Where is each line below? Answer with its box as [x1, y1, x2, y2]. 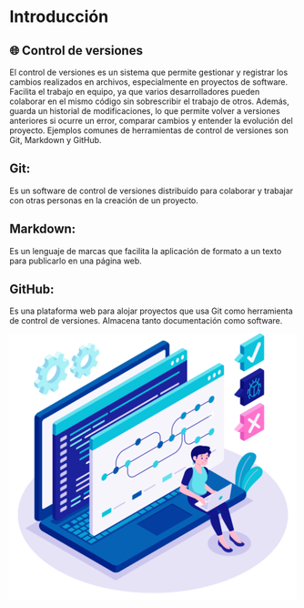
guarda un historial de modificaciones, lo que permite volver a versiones [9, 106, 280, 116]
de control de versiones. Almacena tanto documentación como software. [9, 315, 283, 326]
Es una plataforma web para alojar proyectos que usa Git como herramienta [9, 305, 293, 316]
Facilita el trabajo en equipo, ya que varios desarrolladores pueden [9, 87, 260, 97]
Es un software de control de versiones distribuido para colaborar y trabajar [9, 185, 294, 196]
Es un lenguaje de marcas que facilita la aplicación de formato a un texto [9, 245, 282, 256]
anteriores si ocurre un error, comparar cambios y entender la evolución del [9, 116, 293, 126]
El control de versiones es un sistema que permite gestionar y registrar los [9, 67, 289, 77]
